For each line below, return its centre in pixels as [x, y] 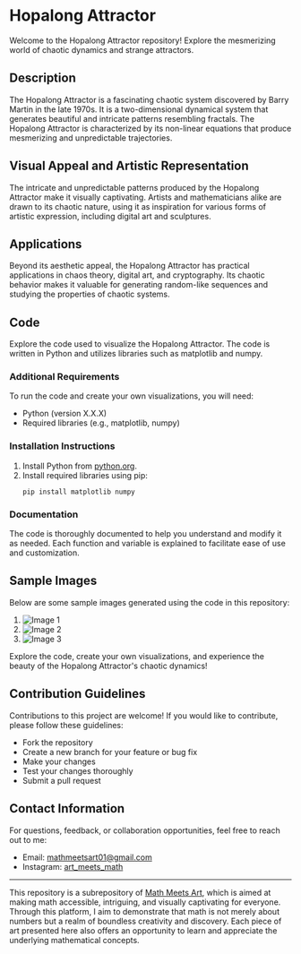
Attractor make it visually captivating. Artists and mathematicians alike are [146, 197]
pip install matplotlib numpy [79, 492]
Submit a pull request [61, 780]
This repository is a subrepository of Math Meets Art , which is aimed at [140, 892]
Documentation [44, 514]
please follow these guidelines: [66, 725]
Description [43, 78]
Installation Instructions [62, 446]
